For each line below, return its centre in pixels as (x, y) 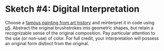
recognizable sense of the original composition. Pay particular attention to (80, 33)
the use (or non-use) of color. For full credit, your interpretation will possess (82, 38)
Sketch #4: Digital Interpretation (72, 9)
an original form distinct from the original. (47, 43)
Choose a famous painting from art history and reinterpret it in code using (80, 23)
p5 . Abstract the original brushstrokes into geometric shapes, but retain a (79, 27)
